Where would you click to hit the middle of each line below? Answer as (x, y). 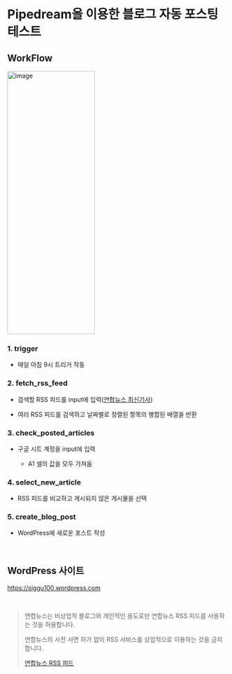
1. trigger (23, 348)
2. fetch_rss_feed (37, 383)
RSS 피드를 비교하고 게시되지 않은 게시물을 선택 (82, 499)
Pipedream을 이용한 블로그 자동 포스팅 (113, 14)
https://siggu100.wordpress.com (54, 588)
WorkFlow (30, 58)
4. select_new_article (44, 482)
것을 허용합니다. (53, 625)
